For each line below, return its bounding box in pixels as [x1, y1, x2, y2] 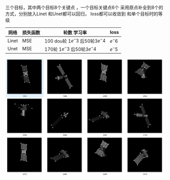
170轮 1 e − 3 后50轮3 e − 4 [44, 45, 97, 52]
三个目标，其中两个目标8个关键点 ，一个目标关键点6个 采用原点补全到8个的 [5, 5, 163, 10]
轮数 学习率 [63, 29, 87, 35]
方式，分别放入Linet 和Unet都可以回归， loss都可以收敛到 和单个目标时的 [5, 11, 159, 17]
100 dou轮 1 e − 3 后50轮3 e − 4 [44, 37, 106, 44]
